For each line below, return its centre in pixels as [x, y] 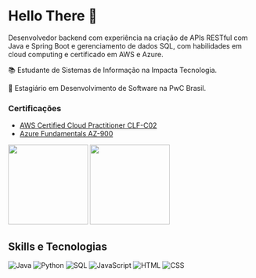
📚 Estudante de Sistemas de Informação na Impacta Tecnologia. [113, 70]
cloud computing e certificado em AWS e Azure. [86, 54]
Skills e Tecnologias [58, 246]
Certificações [35, 108]
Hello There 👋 [53, 16]
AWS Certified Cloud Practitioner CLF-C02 [88, 125]
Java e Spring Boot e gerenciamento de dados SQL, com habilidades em [125, 45]
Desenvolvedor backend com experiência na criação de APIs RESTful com [128, 38]
